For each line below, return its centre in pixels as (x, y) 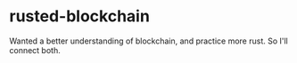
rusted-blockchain (79, 16)
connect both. (35, 50)
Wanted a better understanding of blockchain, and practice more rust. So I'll (148, 41)
